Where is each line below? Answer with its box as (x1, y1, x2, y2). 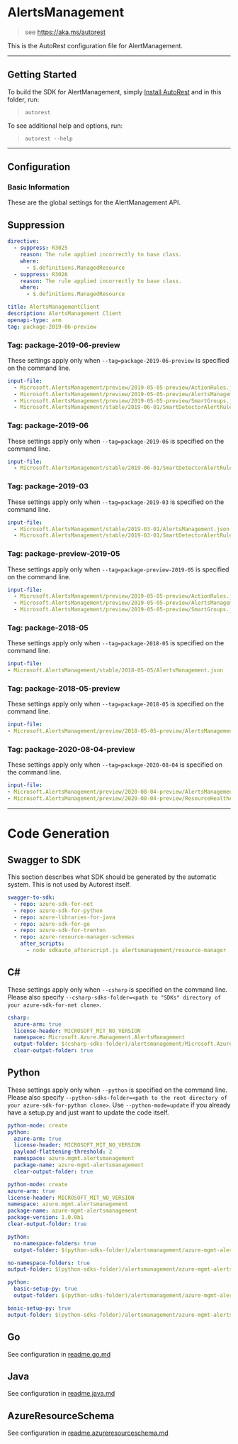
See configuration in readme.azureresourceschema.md (7, 1428, 169, 1438)
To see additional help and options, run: (7, 121, 123, 130)
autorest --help (24, 135, 73, 142)
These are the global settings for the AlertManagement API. (7, 198, 181, 207)
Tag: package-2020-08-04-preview (7, 745, 135, 755)
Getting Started (7, 69, 77, 81)
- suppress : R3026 (13, 270, 69, 278)
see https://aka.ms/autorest (24, 28, 106, 36)
